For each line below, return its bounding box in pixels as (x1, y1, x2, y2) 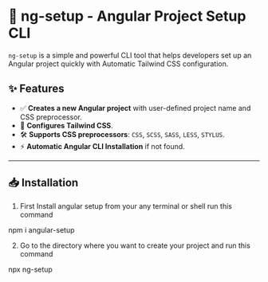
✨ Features (8, 82, 65, 96)
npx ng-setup (8, 264, 53, 274)
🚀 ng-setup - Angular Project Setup (8, 7, 246, 25)
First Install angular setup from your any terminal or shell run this (19, 201, 233, 210)
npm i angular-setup (8, 225, 75, 234)
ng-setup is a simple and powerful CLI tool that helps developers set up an (8, 50, 252, 60)
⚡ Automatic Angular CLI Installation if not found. (19, 141, 185, 151)
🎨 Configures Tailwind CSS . (19, 120, 113, 130)
